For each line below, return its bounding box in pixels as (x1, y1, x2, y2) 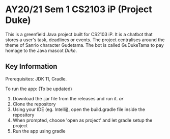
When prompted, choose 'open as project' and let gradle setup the (12, 117, 153, 123)
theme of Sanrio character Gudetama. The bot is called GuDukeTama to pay (5, 42, 164, 48)
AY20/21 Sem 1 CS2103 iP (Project (5, 4, 153, 15)
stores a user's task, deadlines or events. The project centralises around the (5, 37, 165, 43)
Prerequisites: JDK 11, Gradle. (5, 75, 67, 82)
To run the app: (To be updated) (5, 86, 72, 92)
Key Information (5, 62, 58, 71)
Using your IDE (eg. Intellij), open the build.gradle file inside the (12, 106, 145, 113)
